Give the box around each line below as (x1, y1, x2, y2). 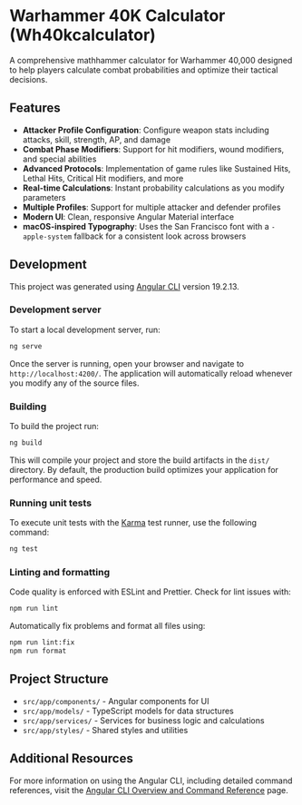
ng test (9, 545, 39, 554)
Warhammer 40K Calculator (9, 5, 226, 26)
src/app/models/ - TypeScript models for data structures (22, 705, 234, 716)
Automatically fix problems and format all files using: (9, 621, 206, 632)
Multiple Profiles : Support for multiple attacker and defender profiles (22, 201, 281, 212)
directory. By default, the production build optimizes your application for (9, 464, 279, 475)
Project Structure (9, 672, 109, 687)
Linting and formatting (9, 566, 111, 578)
